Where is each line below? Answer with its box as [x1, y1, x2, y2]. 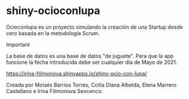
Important [6, 41, 30, 48]
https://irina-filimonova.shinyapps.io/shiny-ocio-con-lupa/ [6, 70, 147, 77]
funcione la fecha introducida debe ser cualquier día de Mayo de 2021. [6, 59, 178, 66]
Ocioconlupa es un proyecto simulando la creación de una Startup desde [6, 23, 183, 30]
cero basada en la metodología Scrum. [6, 29, 100, 36]
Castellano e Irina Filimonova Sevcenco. [6, 87, 103, 94]
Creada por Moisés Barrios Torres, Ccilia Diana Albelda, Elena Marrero [6, 81, 177, 88]
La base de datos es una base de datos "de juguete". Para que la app [6, 52, 174, 59]
